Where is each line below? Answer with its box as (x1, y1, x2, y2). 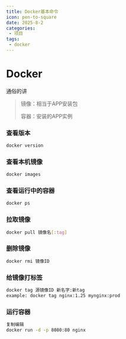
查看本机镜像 (6, 157, 43, 166)
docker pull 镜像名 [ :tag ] (6, 229, 67, 235)
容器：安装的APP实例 (20, 112, 73, 120)
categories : (6, 25, 35, 31)
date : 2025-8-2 (6, 20, 44, 25)
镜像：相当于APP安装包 (20, 100, 78, 107)
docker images (6, 172, 41, 177)
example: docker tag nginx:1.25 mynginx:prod (6, 292, 120, 299)
